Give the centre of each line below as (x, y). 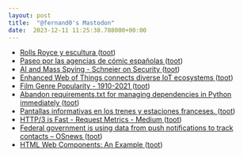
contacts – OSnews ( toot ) (61, 136)
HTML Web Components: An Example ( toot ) (91, 145)
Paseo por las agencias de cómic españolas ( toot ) (101, 61)
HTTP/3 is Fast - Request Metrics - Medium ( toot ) (101, 120)
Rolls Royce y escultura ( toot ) (68, 53)
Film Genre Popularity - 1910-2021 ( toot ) (85, 86)
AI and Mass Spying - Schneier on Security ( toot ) (100, 69)
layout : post (30, 15)
